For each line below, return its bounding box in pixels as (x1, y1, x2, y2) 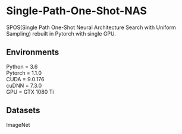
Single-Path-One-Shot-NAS (6, 4, 148, 18)
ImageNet (6, 121, 30, 128)
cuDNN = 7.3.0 (6, 82, 42, 89)
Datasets (6, 106, 40, 116)
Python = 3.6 (6, 63, 38, 70)
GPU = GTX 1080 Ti (6, 88, 54, 95)
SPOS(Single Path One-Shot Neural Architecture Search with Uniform (6, 24, 177, 31)
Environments (6, 47, 59, 58)
